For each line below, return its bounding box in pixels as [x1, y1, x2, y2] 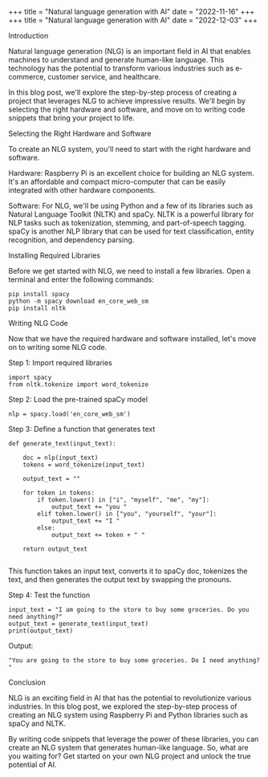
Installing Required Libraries [8, 250, 101, 260]
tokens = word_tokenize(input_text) [22, 461, 146, 469]
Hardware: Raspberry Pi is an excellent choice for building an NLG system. [8, 169, 254, 177]
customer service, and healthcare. [47, 72, 161, 81]
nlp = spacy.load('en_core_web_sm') [8, 410, 131, 418]
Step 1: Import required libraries [8, 358, 112, 368]
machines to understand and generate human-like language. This [8, 55, 225, 64]
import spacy [8, 373, 52, 381]
